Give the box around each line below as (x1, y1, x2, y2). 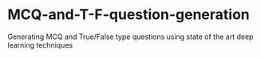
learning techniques (7, 40, 73, 49)
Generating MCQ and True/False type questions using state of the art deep (7, 32, 254, 41)
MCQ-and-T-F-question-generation (7, 6, 250, 24)
